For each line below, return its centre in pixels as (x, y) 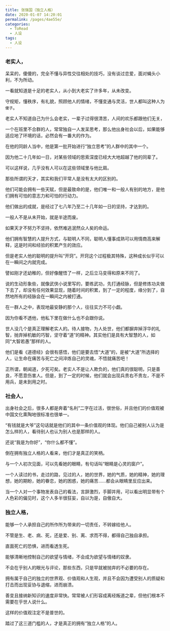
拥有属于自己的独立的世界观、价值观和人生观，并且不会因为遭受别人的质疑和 (85, 578)
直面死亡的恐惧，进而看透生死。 (38, 546)
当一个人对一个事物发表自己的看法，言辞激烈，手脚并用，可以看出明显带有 (83, 492)
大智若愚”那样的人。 (33, 341)
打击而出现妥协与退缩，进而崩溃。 (41, 584)
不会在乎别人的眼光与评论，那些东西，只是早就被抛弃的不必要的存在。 (78, 567)
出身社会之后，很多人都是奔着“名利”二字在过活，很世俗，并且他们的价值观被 (85, 408)
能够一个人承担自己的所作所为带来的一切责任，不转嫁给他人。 (70, 524)
